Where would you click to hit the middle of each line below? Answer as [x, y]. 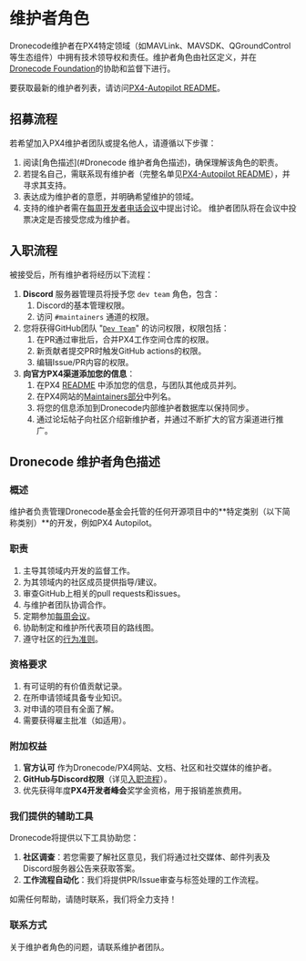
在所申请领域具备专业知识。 [75, 697]
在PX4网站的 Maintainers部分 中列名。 [106, 396]
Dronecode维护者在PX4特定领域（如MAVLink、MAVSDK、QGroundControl [150, 46]
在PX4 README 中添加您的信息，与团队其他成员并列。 [138, 384]
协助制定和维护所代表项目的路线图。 [91, 627]
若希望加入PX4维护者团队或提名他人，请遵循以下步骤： [113, 143]
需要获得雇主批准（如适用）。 [76, 720]
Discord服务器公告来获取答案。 [81, 869]
